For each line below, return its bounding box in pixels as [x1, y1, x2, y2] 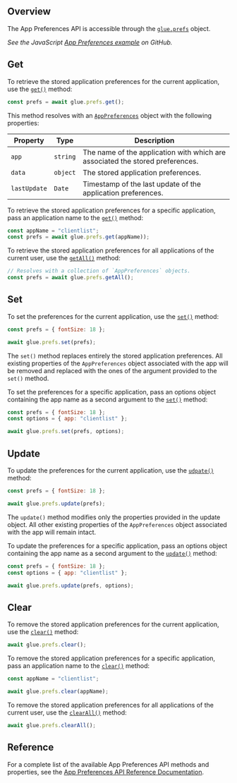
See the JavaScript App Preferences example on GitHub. [7, 38, 173, 47]
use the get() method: [7, 85, 73, 93]
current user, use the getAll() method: [7, 254, 121, 262]
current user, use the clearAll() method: [7, 708, 127, 717]
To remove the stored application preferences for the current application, [7, 620, 220, 629]
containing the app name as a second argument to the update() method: [7, 549, 217, 557]
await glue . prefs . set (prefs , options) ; [7, 428, 125, 435]
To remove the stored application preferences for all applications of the [7, 700, 214, 709]
